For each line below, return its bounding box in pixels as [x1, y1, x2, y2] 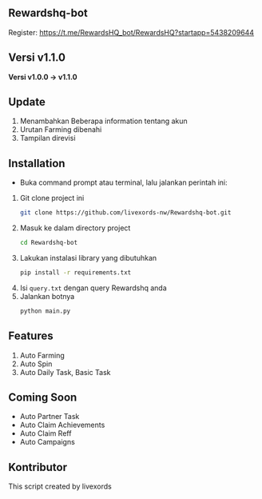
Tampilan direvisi [19, 134, 76, 143]
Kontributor [8, 460, 68, 474]
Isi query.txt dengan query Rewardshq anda [19, 283, 168, 293]
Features [8, 329, 54, 343]
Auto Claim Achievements [19, 420, 105, 430]
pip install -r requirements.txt [19, 269, 132, 277]
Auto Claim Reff [19, 429, 72, 438]
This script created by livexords [8, 481, 112, 491]
